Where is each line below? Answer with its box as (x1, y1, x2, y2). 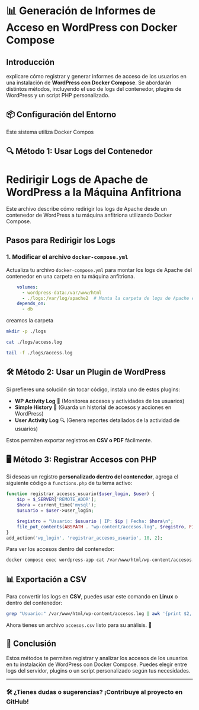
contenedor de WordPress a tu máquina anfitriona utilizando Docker (6, 211, 172, 219)
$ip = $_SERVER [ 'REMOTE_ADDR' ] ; (17, 496, 97, 503)
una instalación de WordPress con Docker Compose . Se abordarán (6, 79, 172, 86)
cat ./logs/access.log (6, 339, 62, 346)
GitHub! (6, 698, 29, 706)
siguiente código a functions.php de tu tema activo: (6, 480, 133, 487)
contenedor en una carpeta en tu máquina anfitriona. (6, 272, 135, 280)
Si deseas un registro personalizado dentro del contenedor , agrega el (6, 473, 179, 480)
